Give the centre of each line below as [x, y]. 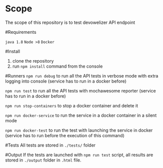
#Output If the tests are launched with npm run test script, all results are [79, 155]
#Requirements [21, 32]
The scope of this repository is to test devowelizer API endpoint [70, 22]
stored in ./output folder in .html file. [43, 160]
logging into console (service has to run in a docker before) [66, 81]
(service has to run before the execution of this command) [65, 135]
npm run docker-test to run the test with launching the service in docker [79, 130]
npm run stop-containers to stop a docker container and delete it [72, 105]
